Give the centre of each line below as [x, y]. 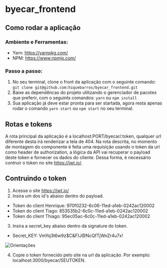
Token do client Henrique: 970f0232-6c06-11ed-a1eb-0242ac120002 [83, 205]
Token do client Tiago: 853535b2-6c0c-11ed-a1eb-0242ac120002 [80, 210]
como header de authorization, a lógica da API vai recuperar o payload [78, 152]
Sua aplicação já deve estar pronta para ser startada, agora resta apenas [87, 103]
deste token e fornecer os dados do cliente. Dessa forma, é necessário [78, 157]
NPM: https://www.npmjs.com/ [44, 58]
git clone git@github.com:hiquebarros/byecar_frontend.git [75, 88]
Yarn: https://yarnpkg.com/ [40, 52]
